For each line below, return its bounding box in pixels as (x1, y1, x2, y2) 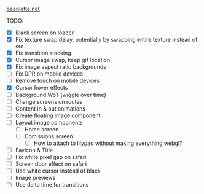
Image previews (15, 174, 56, 182)
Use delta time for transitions (15, 181, 89, 188)
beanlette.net (6, 6, 40, 12)
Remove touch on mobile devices (15, 77, 100, 85)
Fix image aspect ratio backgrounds (15, 63, 106, 71)
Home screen (24, 125, 59, 133)
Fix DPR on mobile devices (15, 70, 83, 77)
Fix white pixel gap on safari (15, 153, 87, 161)
